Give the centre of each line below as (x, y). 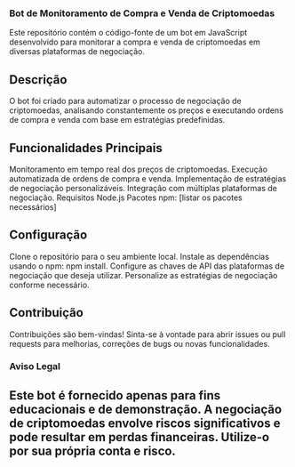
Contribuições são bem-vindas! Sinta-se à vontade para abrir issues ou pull (147, 334)
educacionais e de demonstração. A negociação (146, 409)
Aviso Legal (35, 366)
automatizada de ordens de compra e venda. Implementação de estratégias (148, 178)
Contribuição (47, 313)
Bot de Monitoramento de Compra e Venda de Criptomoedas (142, 13)
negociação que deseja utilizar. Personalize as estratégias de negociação (144, 275)
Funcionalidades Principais (86, 148)
